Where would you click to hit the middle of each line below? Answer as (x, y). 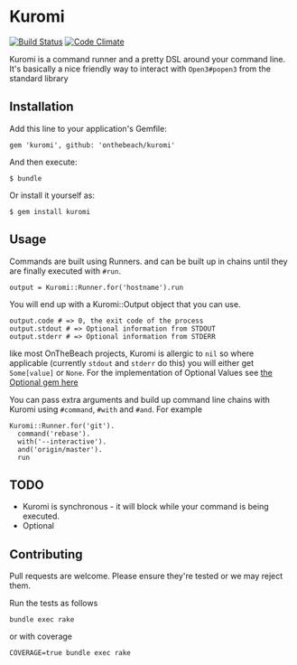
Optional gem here (44, 382)
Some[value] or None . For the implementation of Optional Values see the (141, 372)
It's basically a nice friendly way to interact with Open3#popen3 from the (140, 69)
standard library (39, 78)
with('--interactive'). (62, 441)
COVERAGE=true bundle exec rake (70, 653)
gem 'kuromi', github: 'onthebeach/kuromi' (93, 145)
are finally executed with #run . (65, 271)
